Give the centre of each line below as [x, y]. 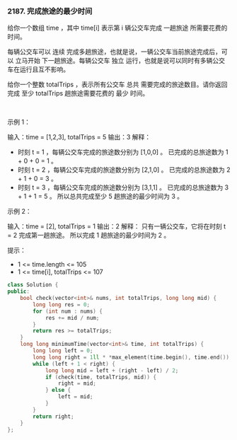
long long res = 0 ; [62, 305]
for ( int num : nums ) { [68, 311]
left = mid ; [75, 397]
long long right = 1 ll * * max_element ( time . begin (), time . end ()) [131, 357]
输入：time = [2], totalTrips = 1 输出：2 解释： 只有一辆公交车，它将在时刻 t [117, 226]
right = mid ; [77, 383]
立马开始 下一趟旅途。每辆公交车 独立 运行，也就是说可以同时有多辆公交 [120, 61]
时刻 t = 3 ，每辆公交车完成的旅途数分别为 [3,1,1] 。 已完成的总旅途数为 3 [123, 187]
